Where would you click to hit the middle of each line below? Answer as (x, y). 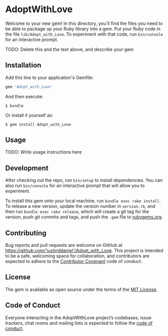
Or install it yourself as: (29, 115)
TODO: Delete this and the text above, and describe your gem (70, 49)
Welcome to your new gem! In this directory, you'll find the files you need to (84, 23)
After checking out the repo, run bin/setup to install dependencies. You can (84, 180)
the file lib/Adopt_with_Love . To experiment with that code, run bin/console (84, 34)
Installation (23, 65)
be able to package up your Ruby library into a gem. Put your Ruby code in (83, 28)
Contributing (26, 233)
